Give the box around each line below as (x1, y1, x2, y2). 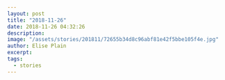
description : (7, 29, 45, 37)
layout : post (7, 10, 45, 17)
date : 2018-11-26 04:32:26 (7, 23, 85, 30)
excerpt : (7, 49, 33, 56)
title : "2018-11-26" (7, 17, 67, 24)
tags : (7, 56, 23, 63)
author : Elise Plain (7, 42, 67, 49)
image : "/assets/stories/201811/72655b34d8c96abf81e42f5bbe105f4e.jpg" (7, 36, 219, 43)
